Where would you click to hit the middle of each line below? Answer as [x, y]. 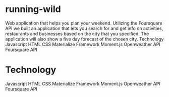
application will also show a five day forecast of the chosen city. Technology [84, 39]
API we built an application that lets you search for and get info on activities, [84, 28]
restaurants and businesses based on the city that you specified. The [77, 33]
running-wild [33, 9]
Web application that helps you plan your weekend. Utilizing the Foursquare [84, 23]
